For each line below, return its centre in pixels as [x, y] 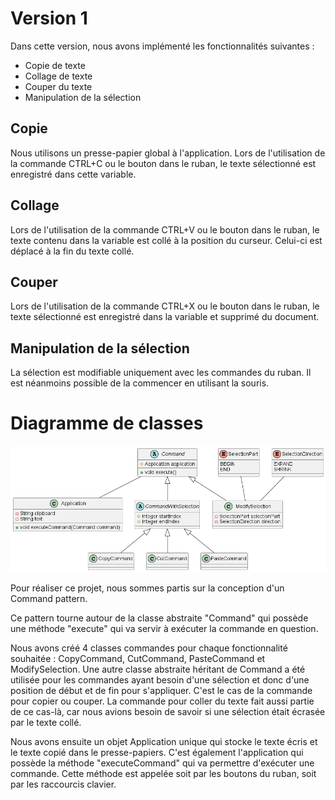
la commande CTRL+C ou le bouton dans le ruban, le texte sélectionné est [163, 163]
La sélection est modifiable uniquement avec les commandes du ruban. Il [161, 373]
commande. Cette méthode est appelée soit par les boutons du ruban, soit [163, 773]
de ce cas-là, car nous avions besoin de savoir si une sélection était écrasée [168, 711]
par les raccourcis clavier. [63, 784]
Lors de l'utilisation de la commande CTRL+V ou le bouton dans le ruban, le [165, 229]
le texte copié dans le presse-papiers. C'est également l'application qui [157, 752]
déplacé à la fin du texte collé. [72, 251]
